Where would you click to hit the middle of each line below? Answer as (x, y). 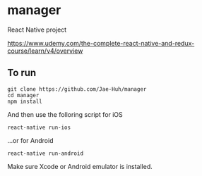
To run (22, 73)
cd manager (23, 95)
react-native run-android (45, 153)
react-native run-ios (39, 127)
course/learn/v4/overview (45, 51)
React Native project (37, 30)
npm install (25, 101)
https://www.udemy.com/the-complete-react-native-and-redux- (101, 43)
